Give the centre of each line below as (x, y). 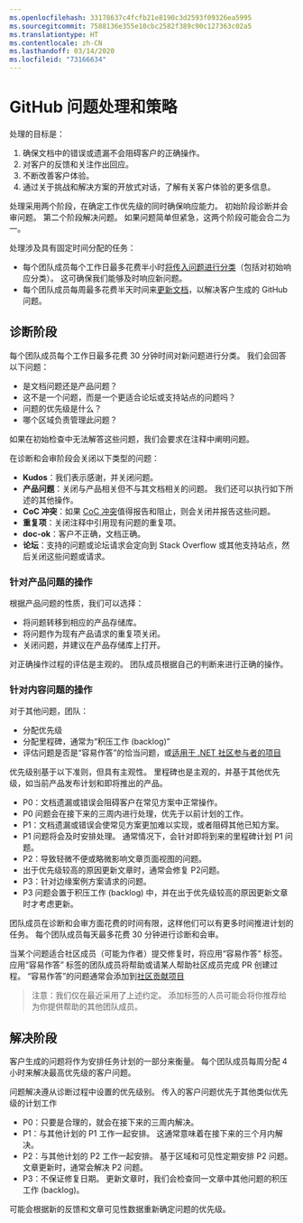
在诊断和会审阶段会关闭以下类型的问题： (84, 458)
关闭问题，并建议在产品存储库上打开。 (93, 645)
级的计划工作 (33, 1103)
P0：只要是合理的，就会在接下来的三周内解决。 (110, 1122)
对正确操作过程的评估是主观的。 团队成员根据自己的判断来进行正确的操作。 (149, 664)
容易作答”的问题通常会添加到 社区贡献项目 (108, 977)
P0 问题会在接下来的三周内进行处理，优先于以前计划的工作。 (135, 814)
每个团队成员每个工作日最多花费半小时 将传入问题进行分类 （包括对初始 (153, 266)
